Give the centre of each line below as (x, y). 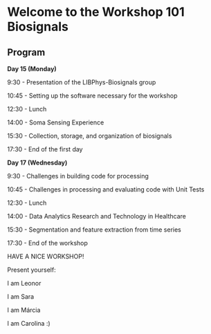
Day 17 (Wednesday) (37, 163)
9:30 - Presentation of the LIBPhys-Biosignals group (82, 82)
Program (26, 52)
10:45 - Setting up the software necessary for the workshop (92, 95)
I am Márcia (24, 310)
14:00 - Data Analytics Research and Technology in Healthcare (97, 216)
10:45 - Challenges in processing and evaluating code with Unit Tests (106, 189)
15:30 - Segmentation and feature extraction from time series (94, 230)
